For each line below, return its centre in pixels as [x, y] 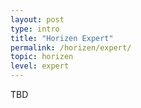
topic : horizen [42, 57]
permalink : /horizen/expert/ [71, 47]
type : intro [35, 29]
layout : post [37, 19]
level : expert [40, 66]
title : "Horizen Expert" [62, 38]
